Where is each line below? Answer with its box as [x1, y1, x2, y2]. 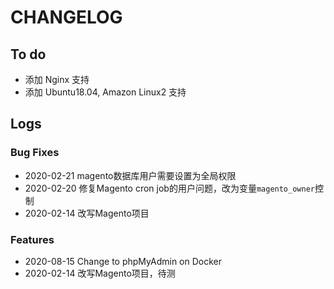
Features [10, 232, 55, 246]
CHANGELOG [10, 6, 123, 29]
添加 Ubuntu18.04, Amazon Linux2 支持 [24, 86, 187, 98]
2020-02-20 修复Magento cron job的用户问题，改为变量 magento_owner [24, 182, 315, 194]
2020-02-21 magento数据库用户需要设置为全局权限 [24, 169, 237, 181]
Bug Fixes [10, 146, 60, 160]
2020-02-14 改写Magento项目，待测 [24, 267, 176, 279]
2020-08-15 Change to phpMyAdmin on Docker [24, 255, 222, 267]
